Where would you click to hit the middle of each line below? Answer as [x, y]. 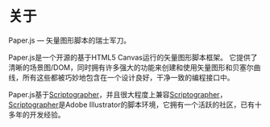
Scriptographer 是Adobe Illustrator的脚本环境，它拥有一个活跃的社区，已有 [132, 104]
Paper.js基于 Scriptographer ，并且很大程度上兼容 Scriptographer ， [118, 94]
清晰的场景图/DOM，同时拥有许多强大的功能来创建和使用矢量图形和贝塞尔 [131, 67]
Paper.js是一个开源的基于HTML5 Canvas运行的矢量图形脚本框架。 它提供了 [133, 57]
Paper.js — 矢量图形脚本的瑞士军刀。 [70, 40]
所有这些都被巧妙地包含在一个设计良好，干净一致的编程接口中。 [128, 77]
